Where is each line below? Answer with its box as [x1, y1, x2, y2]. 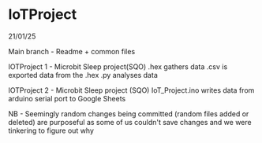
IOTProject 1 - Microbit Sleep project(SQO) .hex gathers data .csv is [8, 61, 228, 71]
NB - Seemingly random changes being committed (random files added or [8, 108, 249, 119]
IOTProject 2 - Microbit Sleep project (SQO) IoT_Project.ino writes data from [8, 85, 255, 95]
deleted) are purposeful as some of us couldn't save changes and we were [8, 117, 252, 126]
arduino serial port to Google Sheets [8, 93, 126, 103]
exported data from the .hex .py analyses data [8, 70, 158, 79]
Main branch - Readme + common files [8, 46, 136, 56]
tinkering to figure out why [8, 126, 95, 135]
